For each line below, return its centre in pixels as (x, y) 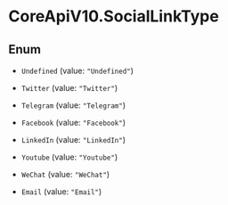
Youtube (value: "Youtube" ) (69, 157)
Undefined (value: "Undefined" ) (77, 70)
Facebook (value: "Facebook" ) (73, 123)
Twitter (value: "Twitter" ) (69, 88)
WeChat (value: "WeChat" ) (65, 174)
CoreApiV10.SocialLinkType (114, 16)
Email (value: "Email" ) (61, 192)
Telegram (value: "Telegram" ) (73, 105)
